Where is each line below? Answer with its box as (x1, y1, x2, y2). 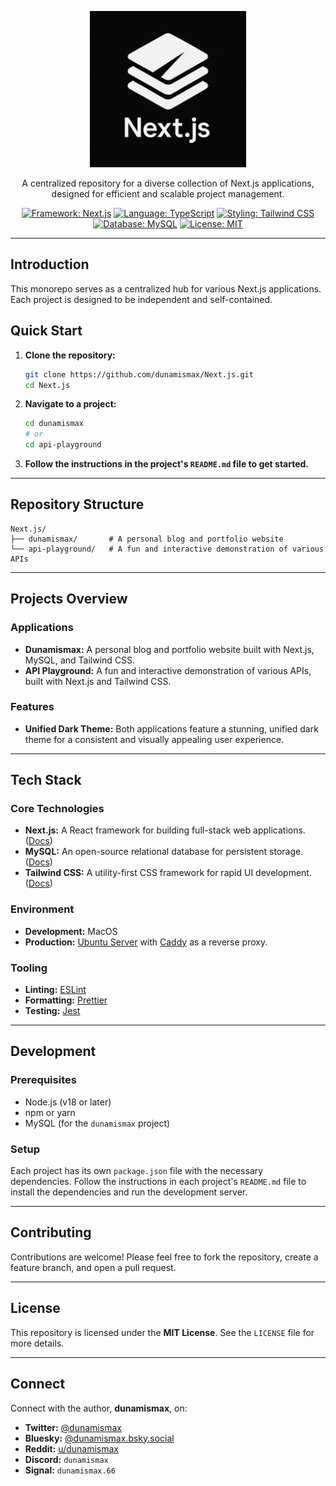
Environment (10, 902, 75, 916)
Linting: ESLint (24, 984, 87, 996)
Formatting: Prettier (24, 994, 108, 1006)
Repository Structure (10, 496, 145, 513)
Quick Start (10, 322, 83, 340)
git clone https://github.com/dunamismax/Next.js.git (24, 369, 254, 380)
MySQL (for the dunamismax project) (24, 1117, 171, 1129)
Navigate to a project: (24, 398, 117, 410)
